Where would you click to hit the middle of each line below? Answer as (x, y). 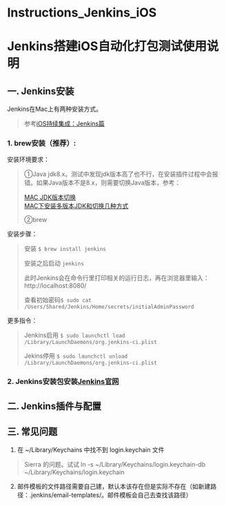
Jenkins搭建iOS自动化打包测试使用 (107, 47)
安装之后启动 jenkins (54, 263)
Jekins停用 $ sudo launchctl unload (76, 356)
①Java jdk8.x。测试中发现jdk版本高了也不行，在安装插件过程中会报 (121, 174)
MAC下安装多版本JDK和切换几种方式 (76, 206)
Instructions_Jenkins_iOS (82, 13)
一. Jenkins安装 (41, 91)
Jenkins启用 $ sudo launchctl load (74, 335)
